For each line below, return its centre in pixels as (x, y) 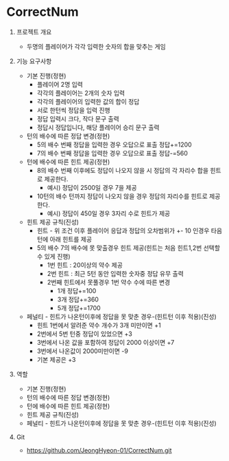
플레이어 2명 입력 (60, 84)
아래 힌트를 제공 (71, 239)
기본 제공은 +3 (56, 359)
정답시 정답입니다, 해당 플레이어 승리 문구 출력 (98, 127)
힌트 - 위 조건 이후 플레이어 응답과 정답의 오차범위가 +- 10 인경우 (123, 231)
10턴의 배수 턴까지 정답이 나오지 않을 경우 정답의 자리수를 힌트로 (122, 196)
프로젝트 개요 (34, 32)
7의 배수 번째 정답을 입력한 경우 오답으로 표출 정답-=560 (112, 153)
